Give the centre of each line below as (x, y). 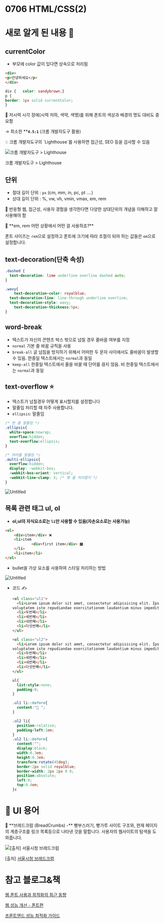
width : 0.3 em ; (30, 753)
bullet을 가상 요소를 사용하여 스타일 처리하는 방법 (59, 568)
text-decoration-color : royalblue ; (50, 293)
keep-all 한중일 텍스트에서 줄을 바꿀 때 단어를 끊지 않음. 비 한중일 (75, 364)
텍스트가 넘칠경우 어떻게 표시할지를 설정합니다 (56, 402)
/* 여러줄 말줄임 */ (23, 455)
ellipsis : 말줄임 (28, 414)
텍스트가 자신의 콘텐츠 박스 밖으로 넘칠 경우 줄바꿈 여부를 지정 (71, 340)
